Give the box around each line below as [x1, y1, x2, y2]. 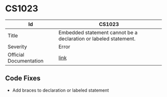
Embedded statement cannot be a [58, 29, 138, 36]
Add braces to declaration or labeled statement [12, 87, 109, 93]
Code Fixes [5, 74, 41, 83]
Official [7, 51, 25, 58]
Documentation [7, 57, 44, 64]
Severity [7, 43, 27, 50]
